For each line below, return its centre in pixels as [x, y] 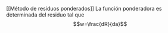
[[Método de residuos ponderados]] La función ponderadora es [84, 9]
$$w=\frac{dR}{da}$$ [100, 24]
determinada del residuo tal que [45, 15]
